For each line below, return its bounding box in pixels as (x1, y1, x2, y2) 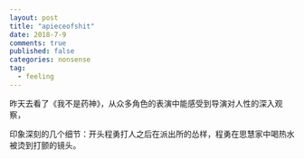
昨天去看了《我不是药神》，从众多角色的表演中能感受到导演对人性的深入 (9, 98, 275, 108)
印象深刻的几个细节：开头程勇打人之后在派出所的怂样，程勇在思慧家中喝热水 (9, 128, 295, 139)
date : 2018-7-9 (9, 30, 67, 39)
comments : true (9, 38, 67, 48)
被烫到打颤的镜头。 (9, 139, 81, 150)
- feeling (17, 72, 54, 81)
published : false (9, 47, 75, 56)
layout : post (9, 13, 59, 23)
